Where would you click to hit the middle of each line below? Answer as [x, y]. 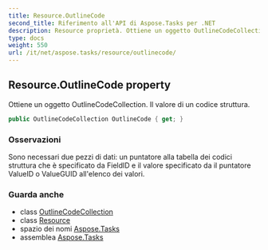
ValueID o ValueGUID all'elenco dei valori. [77, 173]
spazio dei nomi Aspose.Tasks [69, 229]
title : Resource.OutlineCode [57, 16]
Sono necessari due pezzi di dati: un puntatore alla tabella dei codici [120, 157]
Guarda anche [36, 194]
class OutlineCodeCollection [67, 212]
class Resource [45, 220]
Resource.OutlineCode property [90, 85]
